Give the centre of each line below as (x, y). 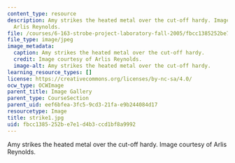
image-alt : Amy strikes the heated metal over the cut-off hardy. (112, 66)
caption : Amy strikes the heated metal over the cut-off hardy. (109, 53)
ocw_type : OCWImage (36, 85)
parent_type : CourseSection (48, 99)
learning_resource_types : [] (50, 72)
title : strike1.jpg (36, 118)
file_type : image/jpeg (40, 40)
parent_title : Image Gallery (50, 92)
